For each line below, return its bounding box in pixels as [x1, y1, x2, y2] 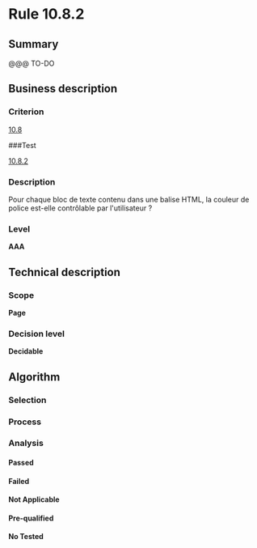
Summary [8, 37, 59, 51]
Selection [8, 394, 47, 406]
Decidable [8, 346, 44, 356]
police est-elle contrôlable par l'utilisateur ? [8, 203, 153, 213]
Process [8, 416, 42, 427]
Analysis [8, 438, 44, 449]
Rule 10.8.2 [8, 5, 85, 23]
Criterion [8, 106, 44, 117]
